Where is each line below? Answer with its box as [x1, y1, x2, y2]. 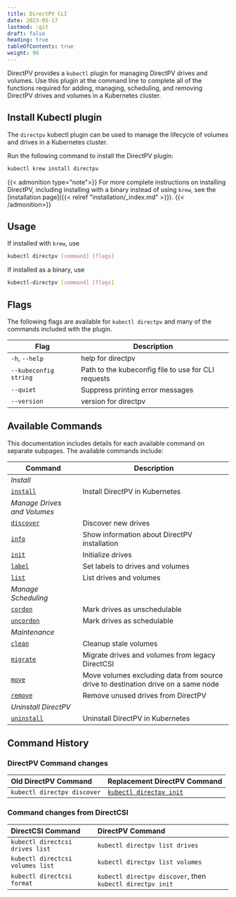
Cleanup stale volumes [82, 638, 158, 648]
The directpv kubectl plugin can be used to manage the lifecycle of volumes [7, 130, 229, 139]
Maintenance [11, 627, 55, 637]
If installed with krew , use [7, 239, 79, 248]
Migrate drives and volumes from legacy [82, 650, 216, 660]
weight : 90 [7, 50, 39, 57]
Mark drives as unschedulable [82, 604, 182, 614]
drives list [11, 845, 51, 853]
